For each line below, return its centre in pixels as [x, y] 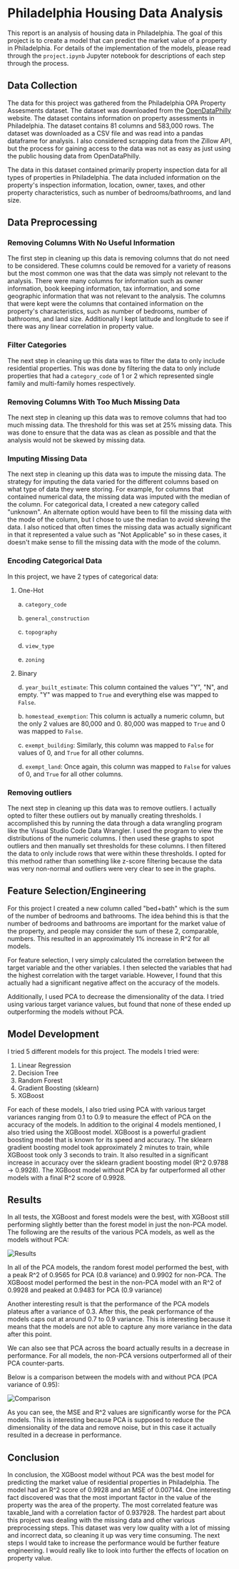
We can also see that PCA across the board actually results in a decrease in [118, 1348]
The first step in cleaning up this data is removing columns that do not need [118, 258]
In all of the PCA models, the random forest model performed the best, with [118, 1267]
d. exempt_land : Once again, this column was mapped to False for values [124, 766]
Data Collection [42, 86]
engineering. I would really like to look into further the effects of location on [118, 1550]
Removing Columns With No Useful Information [91, 243]
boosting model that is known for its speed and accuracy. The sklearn [110, 1139]
